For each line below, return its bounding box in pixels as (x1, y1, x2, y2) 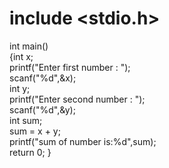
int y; (9, 82, 31, 94)
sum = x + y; (9, 125, 61, 137)
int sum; (9, 114, 43, 126)
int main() (9, 40, 49, 52)
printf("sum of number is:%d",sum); (9, 135, 157, 147)
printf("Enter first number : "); (9, 61, 131, 73)
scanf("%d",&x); (9, 72, 77, 84)
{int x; (9, 50, 34, 62)
